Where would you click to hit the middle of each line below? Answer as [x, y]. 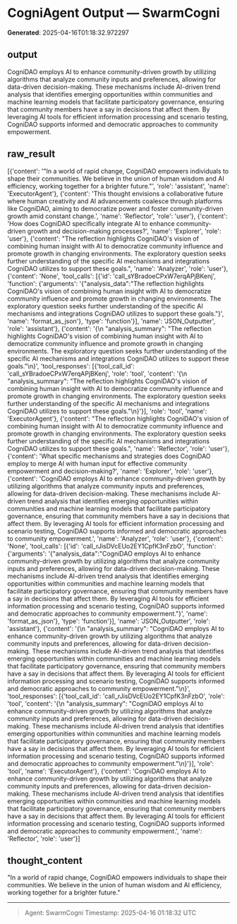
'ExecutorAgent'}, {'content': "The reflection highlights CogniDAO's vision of [118, 419]
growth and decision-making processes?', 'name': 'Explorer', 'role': [124, 231]
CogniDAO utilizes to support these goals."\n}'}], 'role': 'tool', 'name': [107, 411]
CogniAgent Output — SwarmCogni [114, 13]
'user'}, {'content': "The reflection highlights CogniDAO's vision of [103, 239]
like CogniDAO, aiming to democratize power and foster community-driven [115, 208]
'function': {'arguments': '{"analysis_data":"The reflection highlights [106, 283]
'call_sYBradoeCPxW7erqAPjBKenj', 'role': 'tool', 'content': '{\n [97, 373]
